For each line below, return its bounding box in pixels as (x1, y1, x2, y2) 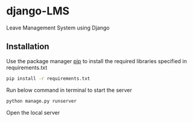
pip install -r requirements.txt (6, 75, 90, 82)
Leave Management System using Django (6, 24, 110, 31)
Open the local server (6, 109, 60, 116)
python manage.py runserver (6, 98, 77, 104)
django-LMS (6, 4, 70, 18)
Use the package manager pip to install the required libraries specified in (6, 57, 187, 64)
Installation (6, 41, 49, 52)
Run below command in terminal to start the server (6, 86, 133, 94)
